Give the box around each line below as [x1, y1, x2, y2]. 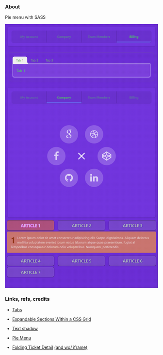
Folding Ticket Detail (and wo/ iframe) [12, 344, 88, 350]
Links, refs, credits [5, 296, 50, 303]
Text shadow [12, 325, 38, 331]
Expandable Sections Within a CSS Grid [12, 316, 91, 322]
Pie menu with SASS [5, 15, 46, 20]
